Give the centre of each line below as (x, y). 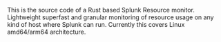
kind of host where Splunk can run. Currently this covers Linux (96, 24)
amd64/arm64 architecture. (47, 32)
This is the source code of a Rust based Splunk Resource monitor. (101, 10)
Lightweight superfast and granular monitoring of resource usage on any (110, 17)
